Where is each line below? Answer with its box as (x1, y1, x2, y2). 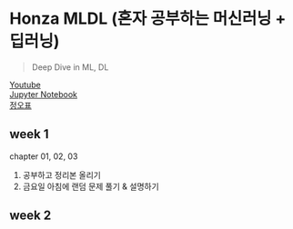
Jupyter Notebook (9, 88, 78, 100)
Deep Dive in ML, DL (31, 61, 109, 73)
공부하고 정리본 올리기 (22, 169, 102, 180)
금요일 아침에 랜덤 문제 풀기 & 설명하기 (22, 181, 159, 192)
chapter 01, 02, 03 (9, 151, 78, 162)
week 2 (9, 208, 52, 224)
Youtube (9, 79, 41, 90)
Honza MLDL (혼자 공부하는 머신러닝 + (9, 8, 287, 29)
